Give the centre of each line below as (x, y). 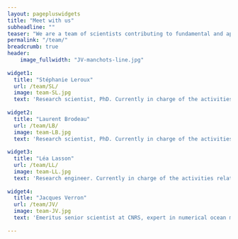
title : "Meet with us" (41, 21)
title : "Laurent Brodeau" (52, 119)
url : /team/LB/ (36, 126)
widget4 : (20, 192)
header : (19, 54)
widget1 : (20, 73)
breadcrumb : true (33, 47)
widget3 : (20, 152)
